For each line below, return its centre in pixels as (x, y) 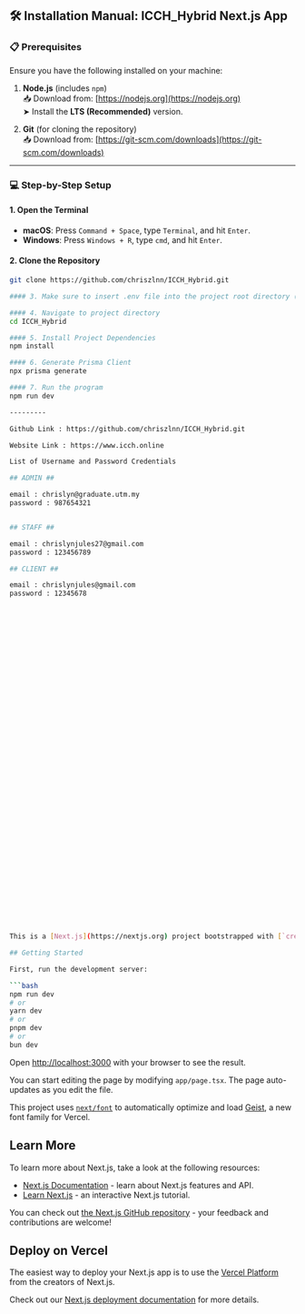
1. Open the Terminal (49, 210)
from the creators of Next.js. (62, 1282)
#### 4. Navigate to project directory (85, 313)
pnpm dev (26, 1028)
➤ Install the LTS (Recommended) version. (103, 111)
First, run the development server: (79, 969)
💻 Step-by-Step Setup (60, 185)
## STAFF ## (32, 527)
